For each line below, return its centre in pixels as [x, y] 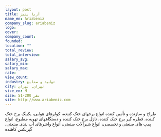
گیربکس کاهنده [19, 129]
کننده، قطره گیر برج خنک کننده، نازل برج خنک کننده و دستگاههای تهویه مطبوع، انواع [80, 119]
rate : [10, 73]
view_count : [17, 77]
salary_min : [17, 64]
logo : [10, 28]
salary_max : [17, 68]
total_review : [19, 50]
